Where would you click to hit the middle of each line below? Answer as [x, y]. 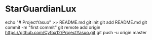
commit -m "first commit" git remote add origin [53, 27]
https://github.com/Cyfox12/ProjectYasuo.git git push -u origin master [76, 32]
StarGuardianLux [41, 9]
